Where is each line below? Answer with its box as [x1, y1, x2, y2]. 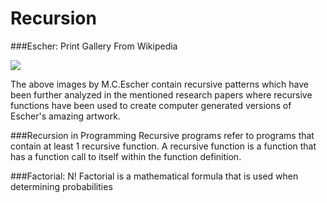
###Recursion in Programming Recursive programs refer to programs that [10, 129, 315, 141]
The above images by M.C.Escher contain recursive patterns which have [10, 78, 310, 90]
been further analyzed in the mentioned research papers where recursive [10, 88, 313, 101]
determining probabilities [10, 180, 113, 192]
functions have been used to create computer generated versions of [10, 99, 292, 111]
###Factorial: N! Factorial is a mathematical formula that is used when [10, 170, 299, 182]
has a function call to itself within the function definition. [10, 150, 242, 162]
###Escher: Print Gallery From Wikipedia [10, 40, 178, 52]
